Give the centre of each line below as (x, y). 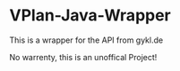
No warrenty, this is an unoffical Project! (83, 57)
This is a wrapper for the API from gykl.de (86, 40)
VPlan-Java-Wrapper (90, 16)
